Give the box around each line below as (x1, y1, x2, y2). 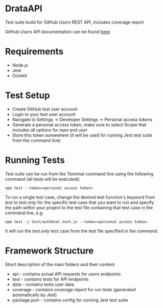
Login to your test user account (12, 111, 76, 117)
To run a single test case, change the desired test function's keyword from (5, 194, 155, 200)
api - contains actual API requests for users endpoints (12, 271, 121, 277)
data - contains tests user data (12, 281, 74, 287)
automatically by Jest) (12, 292, 57, 298)
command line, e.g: (5, 210, 44, 216)
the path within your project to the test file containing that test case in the (5, 204, 153, 210)
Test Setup (5, 90, 50, 101)
